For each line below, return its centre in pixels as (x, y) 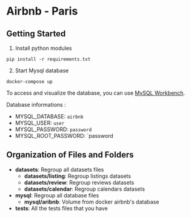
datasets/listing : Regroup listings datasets (78, 176)
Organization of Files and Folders (70, 155)
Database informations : (36, 105)
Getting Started (36, 34)
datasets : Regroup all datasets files (59, 169)
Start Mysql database (42, 70)
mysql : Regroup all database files (57, 195)
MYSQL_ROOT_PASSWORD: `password (64, 136)
